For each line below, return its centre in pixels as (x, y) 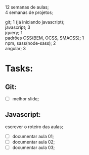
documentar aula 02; (34, 142)
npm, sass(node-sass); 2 (30, 43)
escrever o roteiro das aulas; (34, 127)
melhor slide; (25, 99)
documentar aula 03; (34, 148)
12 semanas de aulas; (27, 7)
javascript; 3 (18, 27)
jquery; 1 (14, 33)
